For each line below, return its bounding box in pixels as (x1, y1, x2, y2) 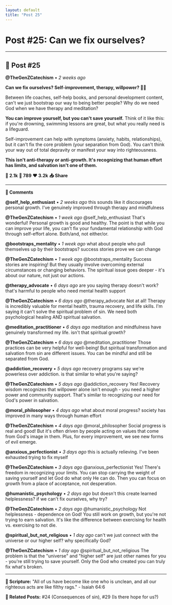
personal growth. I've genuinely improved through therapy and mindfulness (5, 204, 164, 211)
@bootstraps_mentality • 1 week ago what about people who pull (5, 241, 145, 247)
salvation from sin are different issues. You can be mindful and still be (5, 350, 152, 357)
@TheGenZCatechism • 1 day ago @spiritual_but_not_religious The (5, 548, 149, 554)
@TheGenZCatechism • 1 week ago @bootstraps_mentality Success (5, 256, 152, 262)
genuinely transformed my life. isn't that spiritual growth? (5, 329, 126, 336)
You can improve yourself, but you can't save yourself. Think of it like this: (5, 115, 165, 121)
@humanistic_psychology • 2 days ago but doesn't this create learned (5, 490, 157, 497)
